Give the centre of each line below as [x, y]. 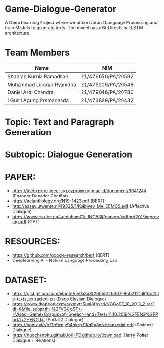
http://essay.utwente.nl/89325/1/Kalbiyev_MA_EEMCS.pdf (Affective [81, 206]
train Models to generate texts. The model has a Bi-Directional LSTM [74, 27]
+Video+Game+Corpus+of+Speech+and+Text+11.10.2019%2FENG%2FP [85, 314]
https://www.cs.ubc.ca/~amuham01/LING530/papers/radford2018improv [85, 217]
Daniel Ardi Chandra [31, 92]
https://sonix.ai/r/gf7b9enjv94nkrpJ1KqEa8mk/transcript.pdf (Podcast [82, 325]
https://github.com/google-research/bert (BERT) [61, 255]
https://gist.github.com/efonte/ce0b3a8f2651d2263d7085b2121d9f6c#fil [85, 294]
